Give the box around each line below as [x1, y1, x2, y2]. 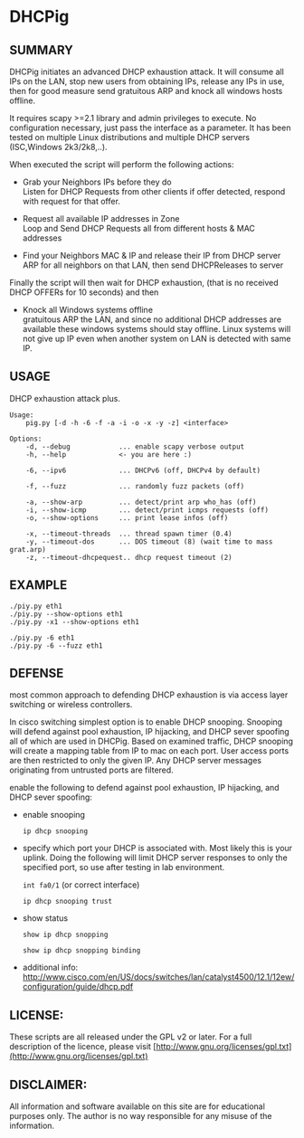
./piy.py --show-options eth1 [9, 609, 124, 619]
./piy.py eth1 [9, 602, 63, 611]
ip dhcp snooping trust [22, 897, 113, 906]
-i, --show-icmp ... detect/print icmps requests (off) [25, 505, 270, 515]
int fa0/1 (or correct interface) [22, 879, 140, 890]
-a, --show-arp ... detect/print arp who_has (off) [25, 498, 257, 507]
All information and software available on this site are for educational [9, 1101, 265, 1112]
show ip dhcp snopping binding [22, 946, 141, 955]
